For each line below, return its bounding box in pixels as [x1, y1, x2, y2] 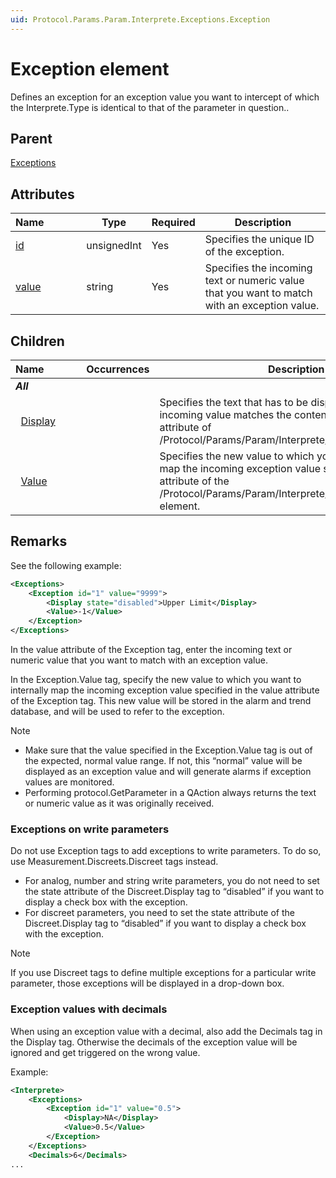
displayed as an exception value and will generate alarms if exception [24, 766, 312, 778]
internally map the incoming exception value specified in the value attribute [10, 684, 320, 696]
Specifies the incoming [204, 261, 313, 275]
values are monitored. [24, 776, 115, 788]
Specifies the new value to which [159, 449, 315, 463]
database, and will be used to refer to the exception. [10, 706, 225, 718]
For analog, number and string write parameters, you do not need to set [24, 875, 320, 887]
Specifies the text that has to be [159, 396, 309, 409]
